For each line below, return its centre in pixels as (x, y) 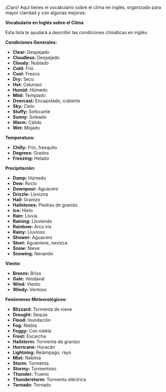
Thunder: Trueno (31, 374)
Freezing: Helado (31, 158)
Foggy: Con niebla (32, 331)
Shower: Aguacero (32, 237)
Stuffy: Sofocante (31, 112)
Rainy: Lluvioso (29, 232)
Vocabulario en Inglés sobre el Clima (45, 23)
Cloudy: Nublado (31, 63)
